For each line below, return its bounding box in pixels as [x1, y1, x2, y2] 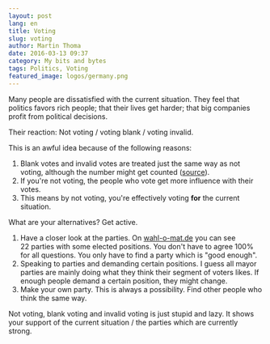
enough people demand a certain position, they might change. [19, 276, 228, 286]
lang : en [8, 19, 38, 28]
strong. [8, 325, 32, 336]
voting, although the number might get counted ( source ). [19, 167, 210, 176]
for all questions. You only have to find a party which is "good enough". [19, 250, 258, 260]
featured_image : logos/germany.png [8, 72, 129, 80]
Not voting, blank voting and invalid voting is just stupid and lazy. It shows [8, 308, 255, 318]
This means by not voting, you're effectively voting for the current [19, 193, 240, 202]
